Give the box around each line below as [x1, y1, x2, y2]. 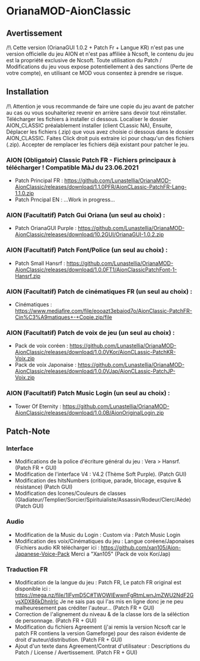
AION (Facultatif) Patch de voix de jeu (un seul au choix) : [6, 328, 175, 337]
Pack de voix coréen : [14, 342, 69, 349]
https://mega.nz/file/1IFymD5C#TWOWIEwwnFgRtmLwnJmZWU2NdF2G [14, 591, 194, 599]
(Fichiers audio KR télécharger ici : [14, 544, 100, 551]
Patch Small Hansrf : [14, 259, 66, 267]
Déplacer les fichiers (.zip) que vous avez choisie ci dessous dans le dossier [6, 128, 194, 135]
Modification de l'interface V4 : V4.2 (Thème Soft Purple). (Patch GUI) [14, 470, 187, 478]
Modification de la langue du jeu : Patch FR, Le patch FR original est [14, 578, 181, 585]
